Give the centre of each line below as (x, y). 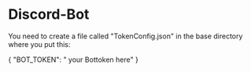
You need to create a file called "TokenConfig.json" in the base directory (125, 36)
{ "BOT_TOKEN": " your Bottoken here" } (74, 59)
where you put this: (39, 44)
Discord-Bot (49, 14)
